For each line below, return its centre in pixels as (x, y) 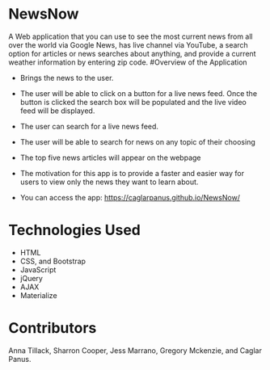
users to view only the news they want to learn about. (109, 182)
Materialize (39, 295)
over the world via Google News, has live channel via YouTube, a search (128, 44)
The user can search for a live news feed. (89, 126)
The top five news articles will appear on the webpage (110, 158)
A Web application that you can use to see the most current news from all (131, 36)
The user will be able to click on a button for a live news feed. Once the (138, 93)
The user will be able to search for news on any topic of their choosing (138, 141)
